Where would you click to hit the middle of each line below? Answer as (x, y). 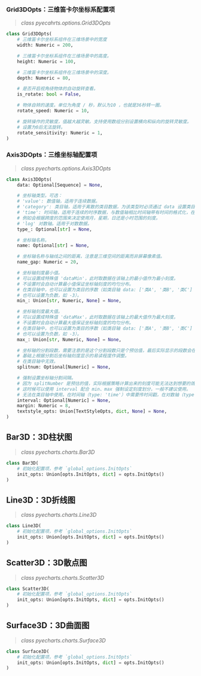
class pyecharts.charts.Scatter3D (63, 578)
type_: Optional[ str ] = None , (55, 229)
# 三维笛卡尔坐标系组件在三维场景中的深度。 (64, 72)
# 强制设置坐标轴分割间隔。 (46, 378)
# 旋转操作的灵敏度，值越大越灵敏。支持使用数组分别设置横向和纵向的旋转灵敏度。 (104, 121)
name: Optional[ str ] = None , (53, 246)
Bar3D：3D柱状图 (39, 437)
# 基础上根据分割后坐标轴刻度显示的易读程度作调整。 (73, 356)
